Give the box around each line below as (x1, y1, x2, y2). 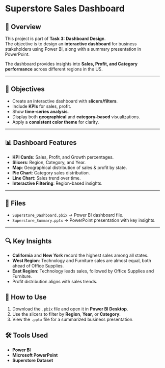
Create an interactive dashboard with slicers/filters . (12, 98, 118, 104)
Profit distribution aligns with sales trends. (12, 279, 98, 285)
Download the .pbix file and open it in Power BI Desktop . (12, 306, 129, 312)
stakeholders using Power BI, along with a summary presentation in (5, 46, 141, 52)
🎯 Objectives (5, 85, 45, 94)
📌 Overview (5, 23, 41, 31)
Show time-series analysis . (12, 108, 69, 114)
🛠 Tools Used (5, 331, 48, 340)
